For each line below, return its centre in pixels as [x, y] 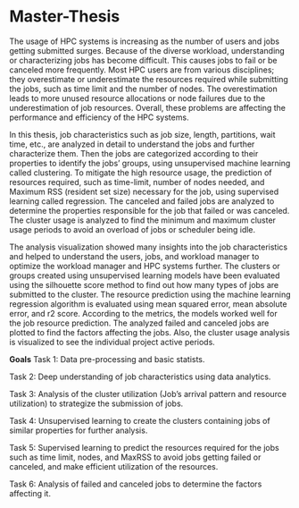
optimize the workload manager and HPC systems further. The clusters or [145, 266]
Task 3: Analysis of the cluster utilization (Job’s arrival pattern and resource [148, 394]
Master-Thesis [65, 17]
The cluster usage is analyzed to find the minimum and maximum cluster [143, 220]
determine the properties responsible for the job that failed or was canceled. [149, 210]
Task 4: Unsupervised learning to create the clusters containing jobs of [140, 420]
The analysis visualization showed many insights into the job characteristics [149, 247]
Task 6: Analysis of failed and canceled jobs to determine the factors [136, 484]
